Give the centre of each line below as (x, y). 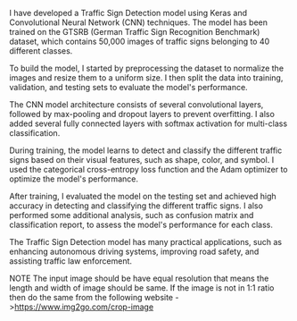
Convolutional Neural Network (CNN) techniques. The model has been (138, 22)
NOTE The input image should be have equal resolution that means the (139, 278)
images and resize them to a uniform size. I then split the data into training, (146, 78)
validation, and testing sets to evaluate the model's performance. (128, 87)
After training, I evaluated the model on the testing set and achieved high (143, 196)
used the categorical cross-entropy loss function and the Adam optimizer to (148, 169)
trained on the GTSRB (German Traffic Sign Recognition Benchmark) (135, 32)
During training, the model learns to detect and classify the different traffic (146, 150)
